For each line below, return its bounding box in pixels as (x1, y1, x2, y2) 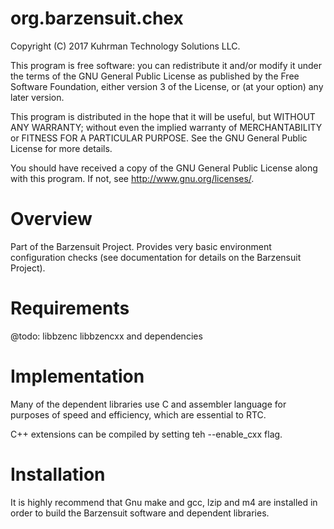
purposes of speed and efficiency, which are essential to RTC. (10, 408, 267, 421)
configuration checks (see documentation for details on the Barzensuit (10, 251, 302, 263)
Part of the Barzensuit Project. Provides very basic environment (10, 240, 272, 252)
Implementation (10, 365, 145, 387)
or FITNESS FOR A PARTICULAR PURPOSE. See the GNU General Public (10, 132, 308, 144)
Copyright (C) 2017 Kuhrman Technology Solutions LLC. (10, 40, 241, 52)
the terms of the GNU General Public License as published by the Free (10, 70, 300, 82)
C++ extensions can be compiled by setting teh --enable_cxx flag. (10, 428, 283, 440)
